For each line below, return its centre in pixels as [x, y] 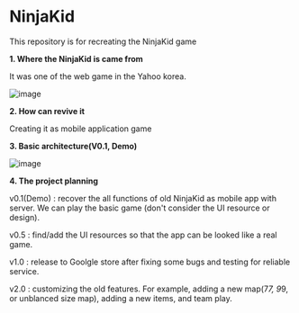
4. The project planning [54, 181]
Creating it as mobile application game [81, 129]
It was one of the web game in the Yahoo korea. [98, 76]
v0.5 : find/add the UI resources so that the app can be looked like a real [143, 235]
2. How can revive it [47, 111]
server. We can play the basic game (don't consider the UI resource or [140, 208]
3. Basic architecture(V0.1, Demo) [73, 146]
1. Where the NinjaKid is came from [77, 58]
